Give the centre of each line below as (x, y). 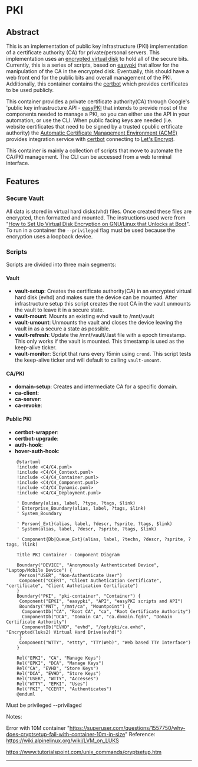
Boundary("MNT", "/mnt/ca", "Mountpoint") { (75, 606)
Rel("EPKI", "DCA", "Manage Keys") (60, 663)
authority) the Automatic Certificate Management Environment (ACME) (92, 133)
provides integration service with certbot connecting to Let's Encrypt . (90, 139)
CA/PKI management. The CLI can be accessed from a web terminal (89, 157)
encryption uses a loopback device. (49, 236)
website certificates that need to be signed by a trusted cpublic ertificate (94, 127)
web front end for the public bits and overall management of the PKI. (89, 78)
